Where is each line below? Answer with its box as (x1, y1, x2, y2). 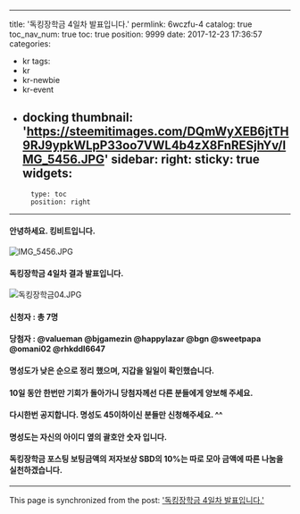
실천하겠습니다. (9, 465, 62, 476)
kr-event (21, 84, 54, 95)
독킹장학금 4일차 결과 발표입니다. (9, 267, 124, 278)
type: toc (30, 190, 67, 198)
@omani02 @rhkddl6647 (9, 343, 105, 354)
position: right (30, 198, 91, 206)
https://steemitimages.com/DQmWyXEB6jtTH (26, 124, 289, 139)
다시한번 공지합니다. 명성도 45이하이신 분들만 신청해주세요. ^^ (9, 409, 223, 420)
